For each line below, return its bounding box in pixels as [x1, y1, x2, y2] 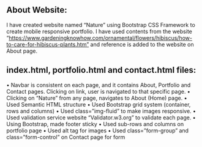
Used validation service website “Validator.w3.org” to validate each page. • [6, 113, 196, 121]
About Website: [6, 5, 67, 15]
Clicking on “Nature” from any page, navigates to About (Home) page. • [6, 94, 188, 102]
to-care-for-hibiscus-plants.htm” [6, 40, 89, 48]
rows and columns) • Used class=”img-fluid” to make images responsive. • [6, 107, 196, 115]
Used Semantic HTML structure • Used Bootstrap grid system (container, [6, 100, 191, 108]
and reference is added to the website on [90, 40, 194, 48]
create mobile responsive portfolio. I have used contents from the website [6, 28, 193, 35]
